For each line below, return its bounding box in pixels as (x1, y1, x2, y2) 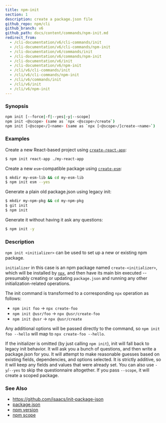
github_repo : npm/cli (5, 21, 50, 26)
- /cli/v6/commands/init (9, 77, 61, 82)
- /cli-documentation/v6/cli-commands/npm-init (9, 44, 111, 49)
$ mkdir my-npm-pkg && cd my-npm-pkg (5, 198, 84, 203)
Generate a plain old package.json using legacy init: (5, 188, 111, 195)
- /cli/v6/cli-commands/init (9, 68, 70, 73)
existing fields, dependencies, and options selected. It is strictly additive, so (5, 356, 161, 362)
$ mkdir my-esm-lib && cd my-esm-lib (5, 175, 84, 180)
